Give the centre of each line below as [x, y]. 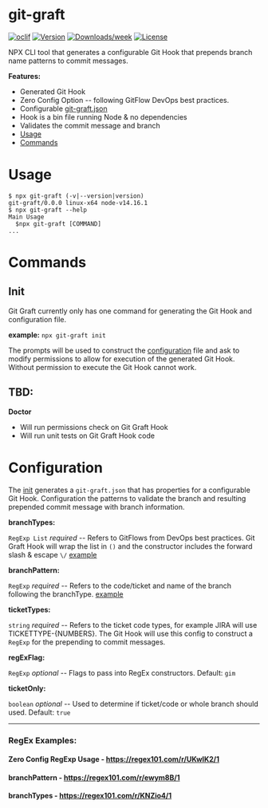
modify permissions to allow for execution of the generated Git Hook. [122, 359]
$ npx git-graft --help [48, 210]
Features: [25, 76]
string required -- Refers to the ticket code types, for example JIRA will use [133, 625]
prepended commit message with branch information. [97, 506]
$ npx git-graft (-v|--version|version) [77, 196]
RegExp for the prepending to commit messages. [87, 642]
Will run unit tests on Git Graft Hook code [87, 436]
